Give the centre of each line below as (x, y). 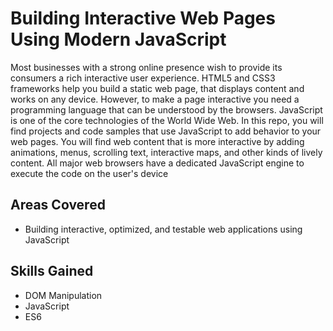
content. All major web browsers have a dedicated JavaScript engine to (157, 163)
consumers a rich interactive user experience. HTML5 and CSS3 (143, 78)
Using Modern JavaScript (118, 39)
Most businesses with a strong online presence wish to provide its (146, 67)
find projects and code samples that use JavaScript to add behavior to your (166, 131)
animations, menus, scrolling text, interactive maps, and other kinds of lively (166, 152)
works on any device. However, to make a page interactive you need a (155, 99)
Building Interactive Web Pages (143, 18)
